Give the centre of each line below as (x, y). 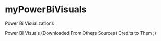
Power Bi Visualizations (29, 23)
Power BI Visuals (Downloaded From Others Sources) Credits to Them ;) (80, 33)
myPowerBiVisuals (46, 9)
